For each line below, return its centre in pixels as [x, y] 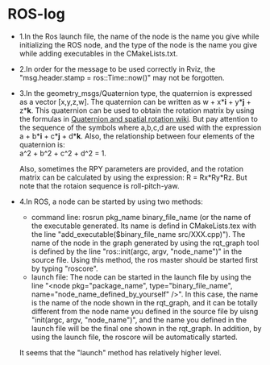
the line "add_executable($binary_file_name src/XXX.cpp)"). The [138, 234]
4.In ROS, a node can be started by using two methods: [111, 201]
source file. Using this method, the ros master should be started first [145, 259]
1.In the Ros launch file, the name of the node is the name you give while [139, 36]
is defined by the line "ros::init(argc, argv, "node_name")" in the [137, 251]
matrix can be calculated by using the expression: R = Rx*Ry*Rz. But [133, 177]
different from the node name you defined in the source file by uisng [145, 311]
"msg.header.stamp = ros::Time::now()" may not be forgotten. [122, 77]
